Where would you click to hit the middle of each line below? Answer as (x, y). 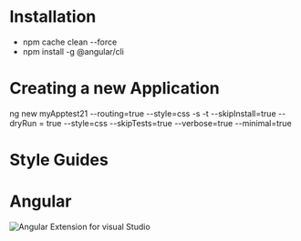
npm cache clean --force (70, 42)
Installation (53, 17)
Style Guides (59, 160)
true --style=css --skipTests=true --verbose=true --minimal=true (169, 123)
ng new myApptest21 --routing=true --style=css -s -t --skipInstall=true (143, 113)
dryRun (23, 123)
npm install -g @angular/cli (73, 51)
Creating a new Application (115, 89)
